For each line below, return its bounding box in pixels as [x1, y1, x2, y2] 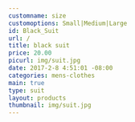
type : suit [8, 86, 45, 95]
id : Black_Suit [8, 26, 59, 35]
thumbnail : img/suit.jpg [8, 101, 92, 109]
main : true [8, 79, 45, 87]
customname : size [8, 11, 67, 20]
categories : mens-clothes [8, 71, 95, 79]
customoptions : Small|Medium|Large [8, 19, 128, 27]
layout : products [8, 94, 67, 102]
